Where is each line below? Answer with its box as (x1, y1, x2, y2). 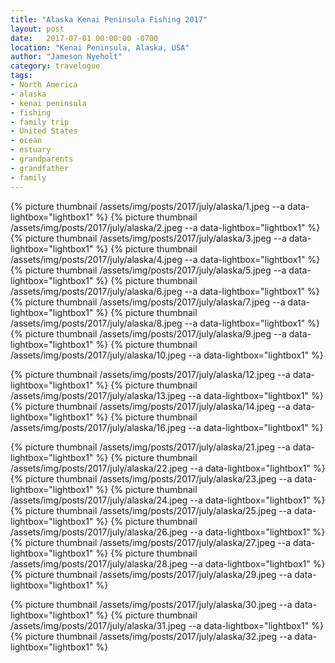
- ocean (10, 136, 43, 146)
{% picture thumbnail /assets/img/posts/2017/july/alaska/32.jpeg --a (10, 630, 293, 642)
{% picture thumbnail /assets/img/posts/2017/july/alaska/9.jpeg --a (10, 327, 287, 340)
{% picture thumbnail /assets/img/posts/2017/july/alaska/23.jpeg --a (10, 472, 293, 485)
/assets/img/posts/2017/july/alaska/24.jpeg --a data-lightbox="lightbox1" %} (10, 494, 326, 506)
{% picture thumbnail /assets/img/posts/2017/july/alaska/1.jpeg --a (10, 200, 286, 212)
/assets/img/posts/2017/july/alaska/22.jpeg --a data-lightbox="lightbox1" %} (10, 462, 326, 474)
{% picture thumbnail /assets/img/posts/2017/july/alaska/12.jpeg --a (10, 368, 291, 380)
